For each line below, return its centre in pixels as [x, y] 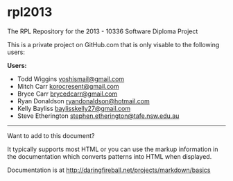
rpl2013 [30, 12]
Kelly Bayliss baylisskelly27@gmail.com [74, 108]
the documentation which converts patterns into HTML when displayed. [110, 156]
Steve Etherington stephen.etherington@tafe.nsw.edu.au [98, 116]
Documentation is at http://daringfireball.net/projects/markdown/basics [109, 170]
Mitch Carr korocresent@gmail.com [68, 86]
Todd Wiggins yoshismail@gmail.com [71, 79]
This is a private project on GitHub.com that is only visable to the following [113, 44]
